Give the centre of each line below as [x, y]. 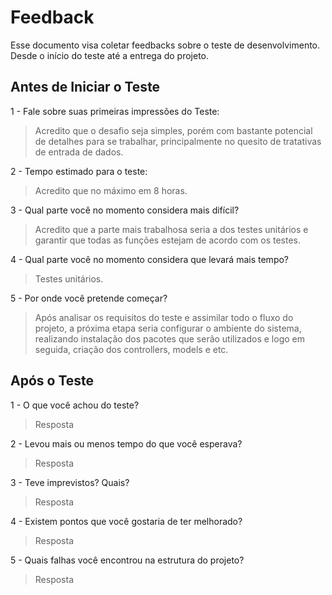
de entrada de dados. [79, 152]
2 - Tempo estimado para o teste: [79, 171]
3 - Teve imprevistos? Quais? [70, 482]
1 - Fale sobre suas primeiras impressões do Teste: [115, 111]
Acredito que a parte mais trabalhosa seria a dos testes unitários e [171, 229]
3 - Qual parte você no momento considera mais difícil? [125, 210]
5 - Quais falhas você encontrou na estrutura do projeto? [127, 560]
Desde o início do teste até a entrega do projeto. [110, 55]
